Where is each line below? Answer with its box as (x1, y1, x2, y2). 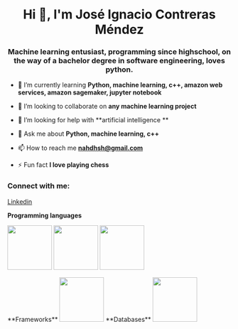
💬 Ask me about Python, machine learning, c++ (17, 129, 160, 138)
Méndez (94, 21, 144, 38)
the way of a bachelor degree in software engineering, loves (13, 56, 225, 66)
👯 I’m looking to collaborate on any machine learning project (17, 102, 197, 111)
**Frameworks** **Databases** (7, 315, 151, 323)
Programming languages (7, 211, 82, 220)
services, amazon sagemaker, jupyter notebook (17, 88, 162, 97)
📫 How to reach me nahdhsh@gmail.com (17, 144, 144, 152)
